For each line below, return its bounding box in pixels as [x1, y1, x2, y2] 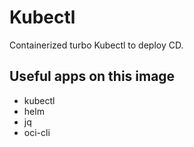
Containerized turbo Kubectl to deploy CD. [9, 39, 184, 51]
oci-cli [23, 126, 51, 138]
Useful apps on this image [9, 68, 176, 85]
